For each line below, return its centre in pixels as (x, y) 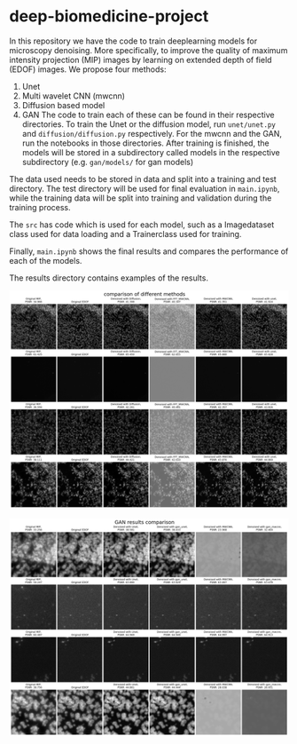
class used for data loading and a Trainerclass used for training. (125, 233)
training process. (40, 207)
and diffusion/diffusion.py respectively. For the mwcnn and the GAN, (152, 133)
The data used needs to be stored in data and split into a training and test (143, 178)
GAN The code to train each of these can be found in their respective (148, 115)
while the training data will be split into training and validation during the (141, 198)
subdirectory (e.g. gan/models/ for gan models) (108, 162)
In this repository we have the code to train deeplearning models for (133, 41)
